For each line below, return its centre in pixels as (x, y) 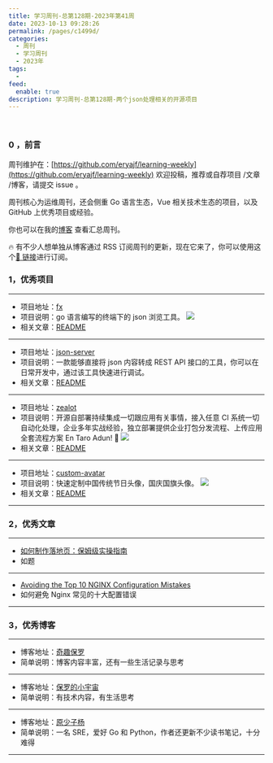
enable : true (38, 92)
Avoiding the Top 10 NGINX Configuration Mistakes (105, 585)
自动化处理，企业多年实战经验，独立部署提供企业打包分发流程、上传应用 (141, 427)
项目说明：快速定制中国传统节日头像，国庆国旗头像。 (109, 483)
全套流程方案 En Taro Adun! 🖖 (69, 438)
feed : (17, 84)
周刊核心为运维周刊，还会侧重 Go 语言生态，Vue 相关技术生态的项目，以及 (133, 202)
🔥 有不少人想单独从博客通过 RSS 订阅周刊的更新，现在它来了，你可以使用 (131, 246)
